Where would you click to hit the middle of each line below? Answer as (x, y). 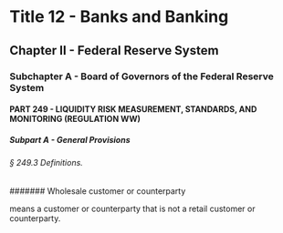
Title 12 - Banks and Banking (119, 17)
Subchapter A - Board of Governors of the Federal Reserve (141, 76)
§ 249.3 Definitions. (47, 163)
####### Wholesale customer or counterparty (98, 191)
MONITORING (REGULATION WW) (75, 119)
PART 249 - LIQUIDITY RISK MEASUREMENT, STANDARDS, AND (133, 109)
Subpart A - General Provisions (70, 139)
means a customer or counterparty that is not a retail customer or (132, 208)
